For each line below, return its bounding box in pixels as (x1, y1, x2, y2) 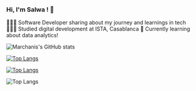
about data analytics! (6, 32, 58, 39)
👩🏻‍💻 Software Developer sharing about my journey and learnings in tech (6, 19, 186, 26)
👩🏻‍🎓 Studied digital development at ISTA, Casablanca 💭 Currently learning (6, 25, 191, 32)
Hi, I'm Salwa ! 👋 (6, 5, 54, 14)
